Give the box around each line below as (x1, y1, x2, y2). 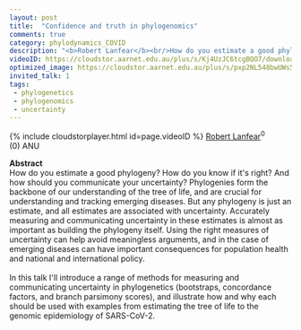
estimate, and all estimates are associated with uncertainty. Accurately (9, 205, 271, 216)
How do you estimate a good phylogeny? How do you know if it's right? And (9, 167, 289, 178)
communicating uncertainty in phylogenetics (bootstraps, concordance (9, 282, 272, 292)
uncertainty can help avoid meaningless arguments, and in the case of (9, 234, 269, 245)
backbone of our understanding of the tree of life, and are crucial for (9, 186, 262, 197)
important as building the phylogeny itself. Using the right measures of (9, 224, 270, 235)
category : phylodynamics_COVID (9, 38, 126, 48)
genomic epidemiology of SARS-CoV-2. (9, 310, 156, 321)
